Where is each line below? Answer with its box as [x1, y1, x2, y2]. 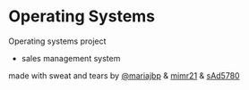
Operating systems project [8, 36, 107, 46]
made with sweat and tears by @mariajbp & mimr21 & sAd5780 [8, 70, 240, 81]
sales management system [21, 53, 121, 63]
